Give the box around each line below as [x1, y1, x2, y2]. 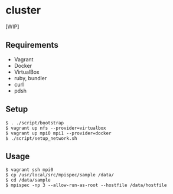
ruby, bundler [14, 74, 47, 81]
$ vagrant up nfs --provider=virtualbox [5, 125, 107, 131]
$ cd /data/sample [5, 177, 51, 183]
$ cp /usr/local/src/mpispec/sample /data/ [5, 172, 115, 178]
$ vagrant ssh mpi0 [5, 167, 54, 173]
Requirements [5, 40, 58, 50]
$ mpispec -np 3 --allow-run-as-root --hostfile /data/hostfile [5, 182, 167, 189]
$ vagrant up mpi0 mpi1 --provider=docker [5, 130, 112, 136]
